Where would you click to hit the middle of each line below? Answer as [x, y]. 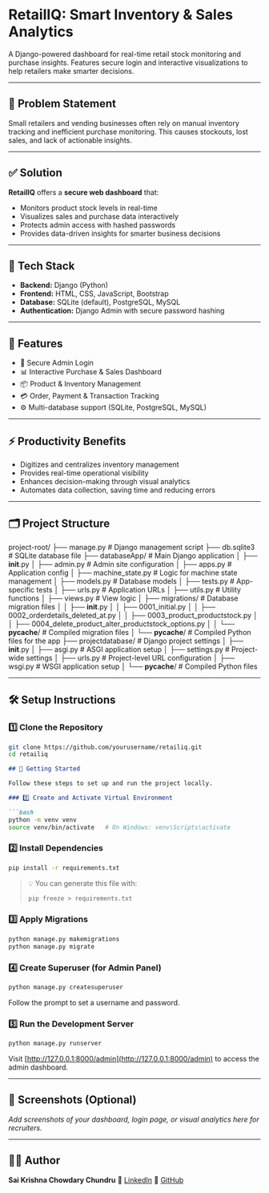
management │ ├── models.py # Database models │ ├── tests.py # [121, 581]
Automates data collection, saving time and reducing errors [118, 490]
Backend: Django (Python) [64, 285]
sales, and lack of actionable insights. [70, 140]
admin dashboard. [38, 1067]
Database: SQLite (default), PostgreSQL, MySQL [100, 302]
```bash [21, 812]
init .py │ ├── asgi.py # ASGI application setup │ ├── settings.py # [119, 649]
